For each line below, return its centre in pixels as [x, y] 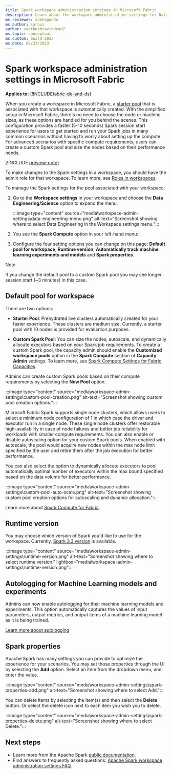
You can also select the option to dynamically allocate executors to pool [81, 466]
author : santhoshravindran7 [35, 29]
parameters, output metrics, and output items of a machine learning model [84, 615]
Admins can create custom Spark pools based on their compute [72, 376]
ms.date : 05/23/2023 [27, 44]
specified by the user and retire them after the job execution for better [79, 450]
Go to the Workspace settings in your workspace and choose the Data [88, 198]
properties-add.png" [27, 690]
